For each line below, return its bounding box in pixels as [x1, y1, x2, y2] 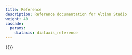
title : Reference [5, 7, 42, 12]
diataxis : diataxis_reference [14, 30, 78, 35]
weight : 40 [5, 16, 28, 21]
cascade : [5, 21, 24, 26]
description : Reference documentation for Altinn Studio [5, 12, 127, 17]
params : [10, 26, 26, 31]
